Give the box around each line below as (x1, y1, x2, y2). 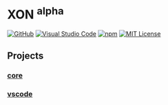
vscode (7, 89, 33, 99)
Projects (7, 50, 44, 61)
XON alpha (7, 4, 64, 23)
